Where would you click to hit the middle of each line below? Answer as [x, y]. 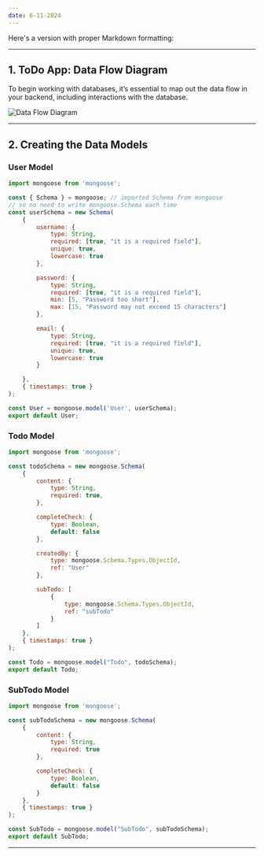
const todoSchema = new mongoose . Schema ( [77, 466]
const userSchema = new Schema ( [61, 212]
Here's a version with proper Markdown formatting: [91, 38]
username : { [56, 227]
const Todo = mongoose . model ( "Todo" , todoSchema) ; [93, 662]
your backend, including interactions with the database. [98, 97]
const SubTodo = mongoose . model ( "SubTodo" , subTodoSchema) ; [109, 829]
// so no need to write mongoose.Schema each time [93, 205]
